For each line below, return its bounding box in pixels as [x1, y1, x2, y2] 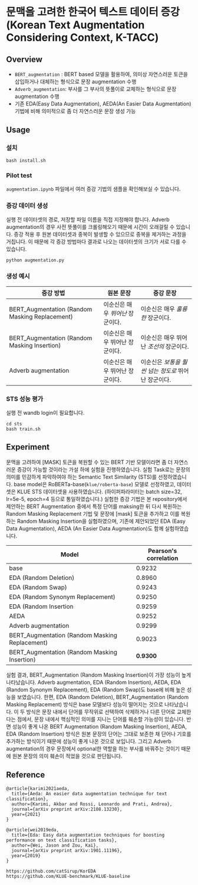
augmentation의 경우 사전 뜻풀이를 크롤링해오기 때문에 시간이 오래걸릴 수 [6, 224, 175, 231]
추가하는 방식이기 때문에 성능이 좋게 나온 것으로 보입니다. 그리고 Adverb [6, 737, 172, 745]
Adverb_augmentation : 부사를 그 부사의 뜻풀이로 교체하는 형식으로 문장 [14, 86, 177, 92]
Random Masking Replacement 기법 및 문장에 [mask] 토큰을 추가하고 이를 [6, 510, 180, 517]
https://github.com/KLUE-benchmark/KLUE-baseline [6, 873, 131, 879]
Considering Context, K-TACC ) [6, 31, 159, 44]
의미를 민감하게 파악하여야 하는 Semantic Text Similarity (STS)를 [6, 473, 157, 480]
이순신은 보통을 [140, 358, 181, 366]
